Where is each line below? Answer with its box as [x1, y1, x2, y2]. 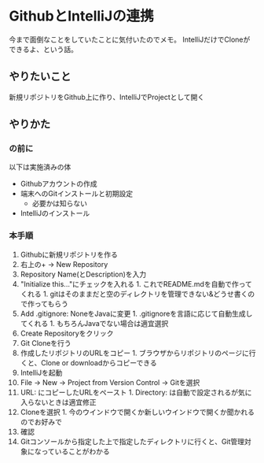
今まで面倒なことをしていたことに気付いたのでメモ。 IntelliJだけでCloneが [9, 35, 251, 44]
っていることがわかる [41, 446, 111, 456]
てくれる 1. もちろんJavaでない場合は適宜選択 [20, 318, 169, 328]
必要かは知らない [31, 198, 88, 209]
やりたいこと [9, 70, 71, 83]
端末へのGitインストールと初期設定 [20, 189, 133, 198]
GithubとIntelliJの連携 [9, 7, 154, 25]
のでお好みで [20, 417, 62, 426]
